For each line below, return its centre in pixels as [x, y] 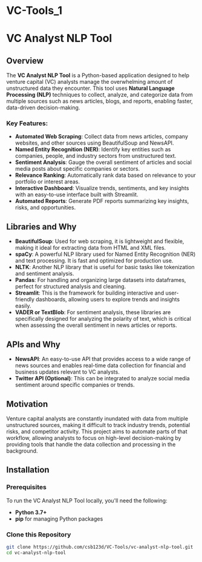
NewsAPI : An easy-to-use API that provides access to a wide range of [103, 359]
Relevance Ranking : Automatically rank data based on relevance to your [105, 175]
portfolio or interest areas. [47, 182]
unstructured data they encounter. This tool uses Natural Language [91, 88]
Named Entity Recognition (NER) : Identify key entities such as [93, 149]
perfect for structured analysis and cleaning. [70, 287]
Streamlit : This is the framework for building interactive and [90, 293]
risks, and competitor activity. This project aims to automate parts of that [97, 431]
